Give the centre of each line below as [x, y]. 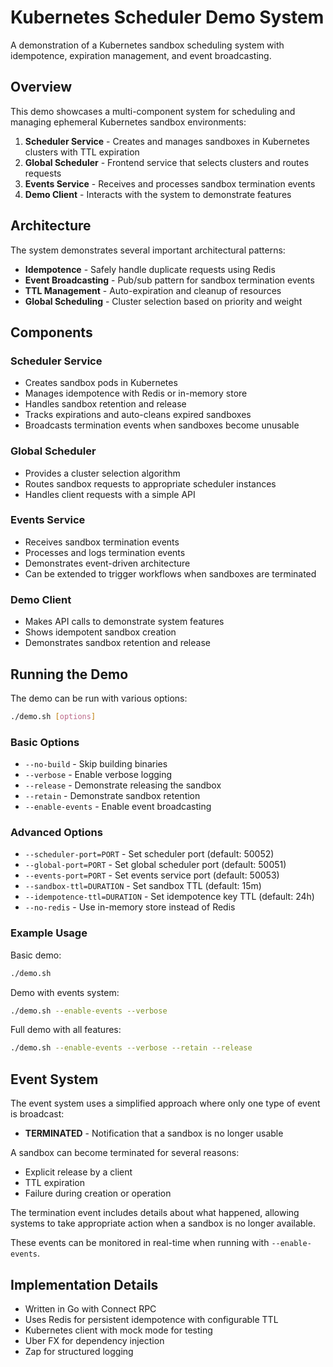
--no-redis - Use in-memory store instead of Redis [130, 907]
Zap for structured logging [79, 1351]
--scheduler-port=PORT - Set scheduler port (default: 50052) [149, 854]
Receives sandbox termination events [102, 542]
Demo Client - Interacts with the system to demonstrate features [158, 194]
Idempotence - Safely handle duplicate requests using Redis [150, 269]
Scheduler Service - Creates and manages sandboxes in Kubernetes [167, 141]
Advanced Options [56, 833]
